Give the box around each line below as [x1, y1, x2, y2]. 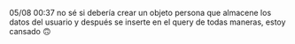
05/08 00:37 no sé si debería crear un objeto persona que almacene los [9, 8, 272, 18]
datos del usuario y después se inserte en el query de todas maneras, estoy [9, 17, 286, 27]
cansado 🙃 [9, 26, 51, 36]
